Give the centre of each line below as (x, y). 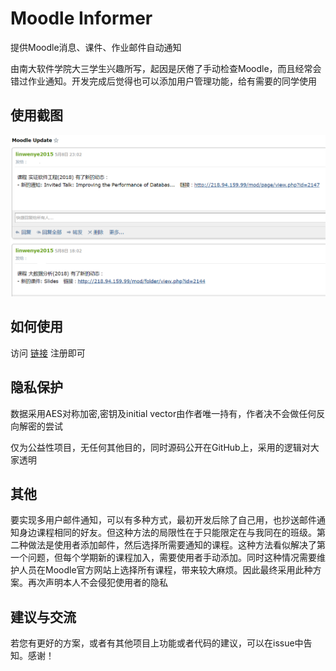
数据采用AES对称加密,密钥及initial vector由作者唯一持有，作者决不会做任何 (163, 413)
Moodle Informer (81, 18)
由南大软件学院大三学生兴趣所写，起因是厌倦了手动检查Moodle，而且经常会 (166, 68)
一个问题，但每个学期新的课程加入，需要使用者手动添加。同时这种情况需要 (163, 558)
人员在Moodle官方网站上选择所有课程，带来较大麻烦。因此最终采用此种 (165, 570)
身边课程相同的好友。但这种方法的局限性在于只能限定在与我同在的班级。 (167, 533)
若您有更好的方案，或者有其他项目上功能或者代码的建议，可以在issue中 (157, 643)
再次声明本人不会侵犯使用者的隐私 (97, 583)
